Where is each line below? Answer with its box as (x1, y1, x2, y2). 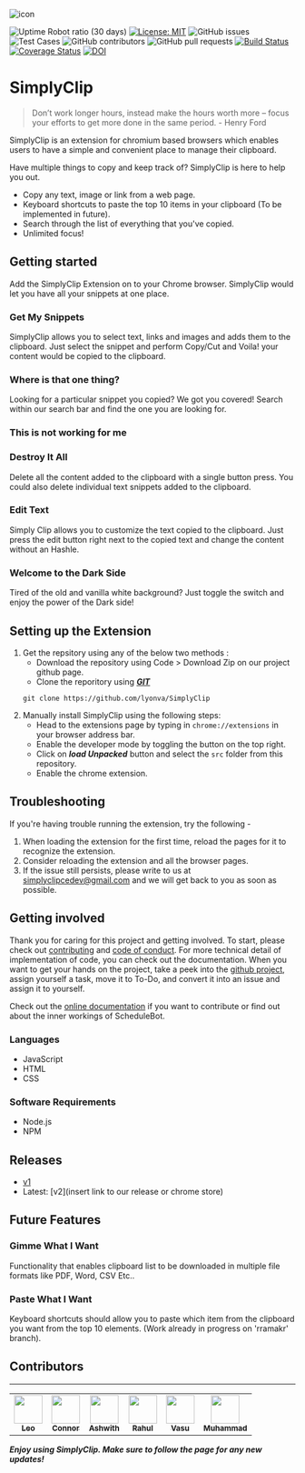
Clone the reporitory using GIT (35, 676, 151, 686)
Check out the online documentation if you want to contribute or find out (9, 1000, 280, 1011)
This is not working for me (9, 426, 127, 439)
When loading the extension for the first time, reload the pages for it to (22, 836, 287, 847)
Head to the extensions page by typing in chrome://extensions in (35, 719, 279, 730)
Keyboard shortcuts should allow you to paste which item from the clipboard (9, 1313, 295, 1324)
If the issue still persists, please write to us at (22, 865, 192, 876)
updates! (9, 1453, 45, 1464)
